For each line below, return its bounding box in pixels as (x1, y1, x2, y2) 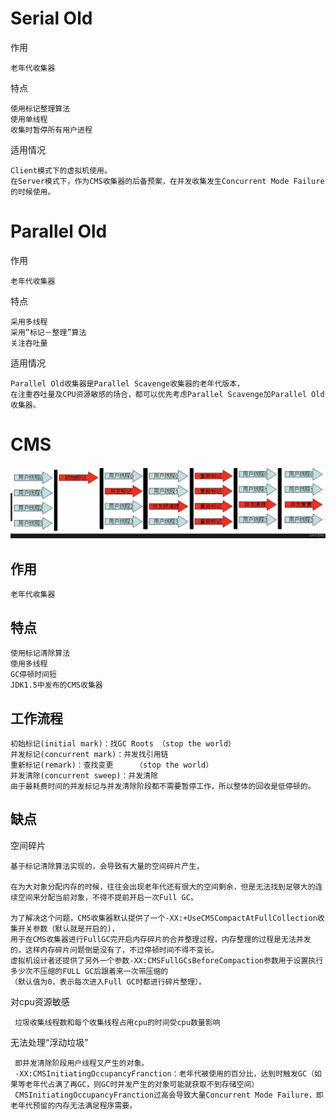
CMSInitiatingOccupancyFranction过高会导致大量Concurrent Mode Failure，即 (14, 1090, 324, 1100)
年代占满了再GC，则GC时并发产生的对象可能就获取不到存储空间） (32, 1079, 260, 1089)
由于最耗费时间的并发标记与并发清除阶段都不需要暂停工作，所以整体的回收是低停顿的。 (10, 781, 316, 791)
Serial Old (10, 7, 93, 30)
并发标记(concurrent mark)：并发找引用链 (10, 749, 169, 759)
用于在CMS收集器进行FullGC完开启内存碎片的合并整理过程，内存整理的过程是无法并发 (10, 934, 312, 944)
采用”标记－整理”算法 (10, 327, 87, 337)
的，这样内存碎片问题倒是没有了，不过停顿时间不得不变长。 (10, 945, 219, 955)
